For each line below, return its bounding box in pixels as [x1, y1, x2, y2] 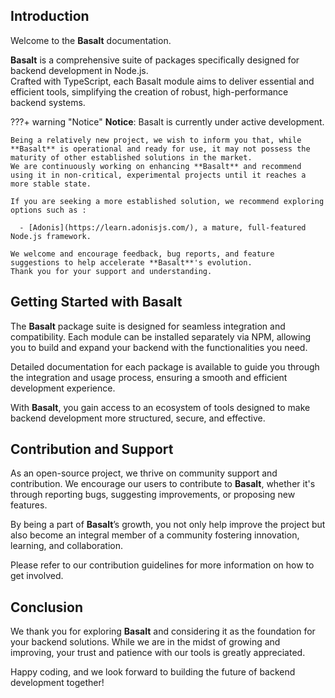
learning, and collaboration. [10, 540, 123, 552]
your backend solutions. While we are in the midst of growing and [10, 636, 281, 648]
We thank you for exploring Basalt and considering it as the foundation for [10, 625, 316, 638]
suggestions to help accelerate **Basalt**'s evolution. [10, 257, 253, 268]
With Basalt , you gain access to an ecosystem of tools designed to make [10, 401, 311, 413]
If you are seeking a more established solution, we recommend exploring [10, 196, 325, 206]
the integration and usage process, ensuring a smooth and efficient [10, 371, 288, 383]
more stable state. [10, 179, 92, 189]
